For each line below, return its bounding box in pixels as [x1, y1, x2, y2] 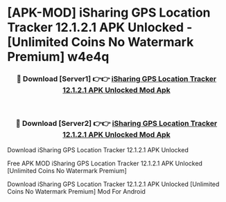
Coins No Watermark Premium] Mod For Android [7, 187, 146, 195]
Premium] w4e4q [7, 49, 110, 65]
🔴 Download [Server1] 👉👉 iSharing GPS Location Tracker [16, 74, 217, 84]
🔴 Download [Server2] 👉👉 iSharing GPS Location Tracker [15, 119, 218, 129]
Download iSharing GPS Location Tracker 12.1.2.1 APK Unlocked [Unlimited [7, 180, 220, 188]
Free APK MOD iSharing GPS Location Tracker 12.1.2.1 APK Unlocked [7, 159, 203, 167]
